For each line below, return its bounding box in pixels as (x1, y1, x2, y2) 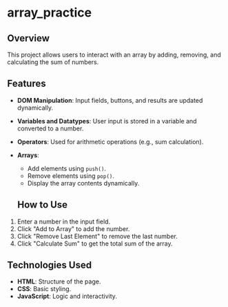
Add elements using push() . (27, 164, 107, 172)
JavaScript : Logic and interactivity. (17, 292, 117, 301)
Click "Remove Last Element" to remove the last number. (17, 232, 178, 240)
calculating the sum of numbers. (7, 58, 99, 66)
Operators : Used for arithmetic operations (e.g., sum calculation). (17, 137, 204, 146)
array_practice (7, 5, 92, 21)
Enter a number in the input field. (17, 217, 111, 226)
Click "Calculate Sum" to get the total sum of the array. (17, 239, 174, 248)
